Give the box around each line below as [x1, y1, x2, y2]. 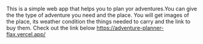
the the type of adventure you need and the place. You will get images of [6, 11, 190, 19]
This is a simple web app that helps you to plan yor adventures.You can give [6, 5, 198, 12]
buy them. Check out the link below [6, 24, 96, 31]
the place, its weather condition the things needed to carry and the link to [6, 18, 191, 25]
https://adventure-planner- [96, 24, 164, 31]
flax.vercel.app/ [6, 31, 46, 38]
